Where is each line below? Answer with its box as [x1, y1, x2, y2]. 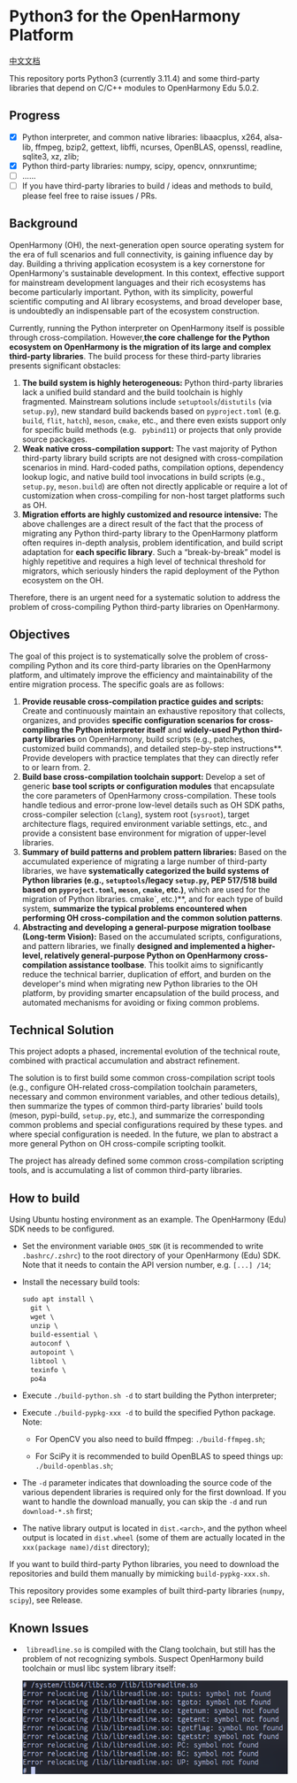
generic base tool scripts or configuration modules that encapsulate [21, 781, 276, 791]
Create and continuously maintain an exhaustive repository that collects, [21, 706, 286, 716]
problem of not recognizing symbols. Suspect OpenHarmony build [21, 1654, 263, 1664]
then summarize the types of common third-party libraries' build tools [9, 1100, 263, 1112]
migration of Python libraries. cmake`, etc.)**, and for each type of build [21, 893, 284, 904]
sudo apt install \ [21, 1295, 95, 1304]
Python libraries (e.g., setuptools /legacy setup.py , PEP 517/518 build [21, 875, 278, 885]
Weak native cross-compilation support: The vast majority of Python [21, 443, 278, 453]
